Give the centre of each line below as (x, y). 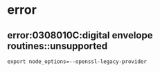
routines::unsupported (57, 46)
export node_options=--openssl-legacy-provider (77, 62)
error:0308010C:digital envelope (80, 35)
